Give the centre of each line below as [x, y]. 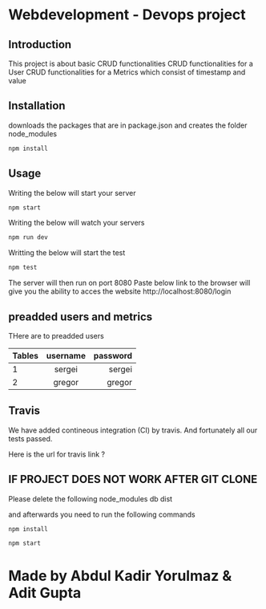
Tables [25, 355]
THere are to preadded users [56, 335]
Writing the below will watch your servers [77, 223]
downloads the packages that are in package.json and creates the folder [128, 125]
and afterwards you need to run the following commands [102, 514]
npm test [23, 268]
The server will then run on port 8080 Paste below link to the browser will [129, 283]
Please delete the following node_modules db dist [91, 498]
